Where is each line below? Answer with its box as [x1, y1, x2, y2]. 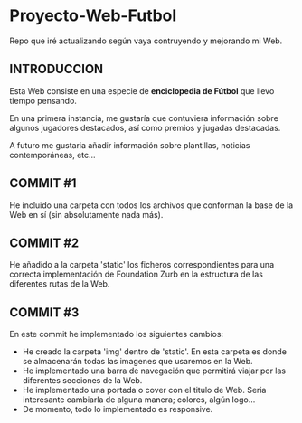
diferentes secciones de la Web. [22, 375, 143, 386]
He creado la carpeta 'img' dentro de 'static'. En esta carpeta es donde [22, 346, 288, 357]
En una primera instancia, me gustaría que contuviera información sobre [9, 112, 278, 123]
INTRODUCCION [9, 61, 104, 77]
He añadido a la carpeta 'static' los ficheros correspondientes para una [9, 259, 274, 270]
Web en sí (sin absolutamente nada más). [9, 209, 164, 220]
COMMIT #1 [9, 175, 77, 191]
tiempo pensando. [9, 95, 77, 106]
